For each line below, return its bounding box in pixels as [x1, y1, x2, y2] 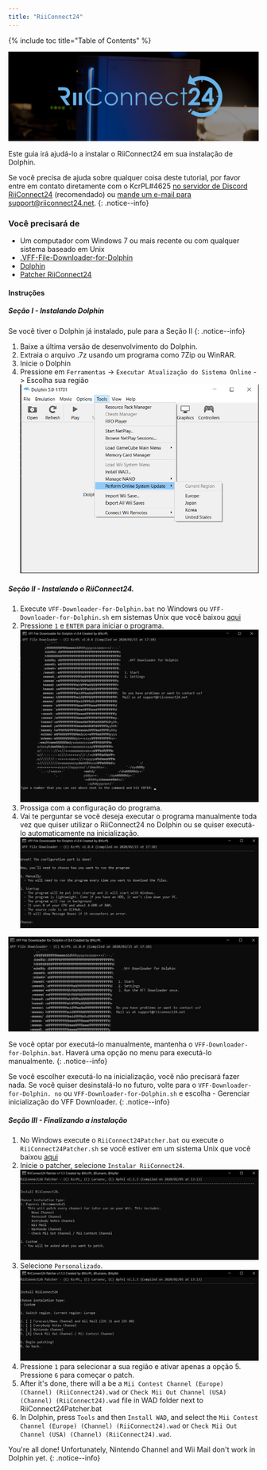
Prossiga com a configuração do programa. [19, 803, 163, 813]
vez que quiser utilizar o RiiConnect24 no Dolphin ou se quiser [19, 820, 225, 830]
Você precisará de [8, 218, 80, 229]
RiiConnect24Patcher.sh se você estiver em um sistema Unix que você [19, 1144, 251, 1154]
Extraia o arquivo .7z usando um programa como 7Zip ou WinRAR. [19, 350, 237, 359]
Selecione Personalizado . [19, 1261, 103, 1271]
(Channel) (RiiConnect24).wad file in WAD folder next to [19, 1395, 204, 1405]
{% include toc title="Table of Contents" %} [8, 36, 152, 45]
